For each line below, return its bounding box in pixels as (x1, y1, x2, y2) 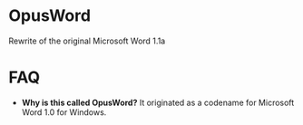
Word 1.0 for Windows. (21, 106, 107, 118)
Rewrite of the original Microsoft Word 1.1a (8, 35, 166, 46)
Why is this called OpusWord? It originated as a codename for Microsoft (21, 97, 295, 108)
